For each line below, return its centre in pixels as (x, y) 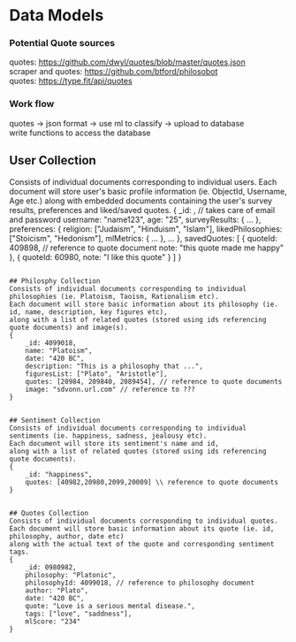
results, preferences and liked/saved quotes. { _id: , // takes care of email (142, 210)
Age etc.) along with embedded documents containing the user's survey (140, 201)
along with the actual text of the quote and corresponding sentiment (142, 544)
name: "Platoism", (59, 350)
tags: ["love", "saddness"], (79, 614)
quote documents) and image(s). (68, 327)
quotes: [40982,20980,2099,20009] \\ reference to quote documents (152, 482)
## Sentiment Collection (55, 420)
